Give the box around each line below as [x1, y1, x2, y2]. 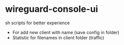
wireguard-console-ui [5, 3, 98, 15]
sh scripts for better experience [5, 20, 70, 26]
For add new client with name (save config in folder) [12, 29, 120, 35]
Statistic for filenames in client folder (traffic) [12, 35, 105, 41]
